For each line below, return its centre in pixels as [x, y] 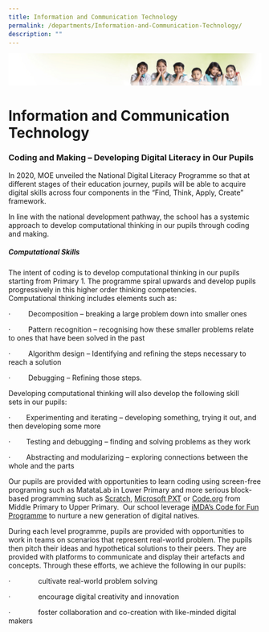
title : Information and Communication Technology [93, 17]
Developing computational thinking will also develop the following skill [124, 393]
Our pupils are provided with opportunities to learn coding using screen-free [135, 481]
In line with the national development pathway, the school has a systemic [129, 217]
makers [21, 621]
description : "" [35, 34]
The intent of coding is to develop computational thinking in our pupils [124, 272]
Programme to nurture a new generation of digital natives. [104, 515]
